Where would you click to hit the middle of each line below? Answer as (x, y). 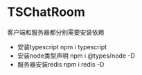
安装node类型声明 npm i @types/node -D (76, 56)
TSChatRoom (46, 12)
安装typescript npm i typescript (62, 47)
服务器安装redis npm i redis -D (61, 64)
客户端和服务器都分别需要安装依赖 (56, 32)
